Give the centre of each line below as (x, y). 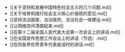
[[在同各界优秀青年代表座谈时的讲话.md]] (52, 44)
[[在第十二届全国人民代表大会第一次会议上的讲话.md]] (65, 32)
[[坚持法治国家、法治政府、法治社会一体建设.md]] (61, 20)
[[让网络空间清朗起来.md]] (37, 26)
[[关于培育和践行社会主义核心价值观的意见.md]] (59, 13)
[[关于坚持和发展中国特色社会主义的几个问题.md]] (61, 7)
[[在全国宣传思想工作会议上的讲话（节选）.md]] (59, 38)
